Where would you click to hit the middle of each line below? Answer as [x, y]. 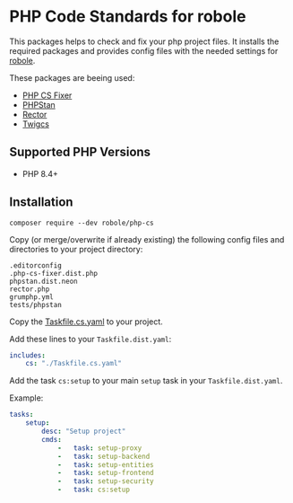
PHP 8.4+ [40, 173]
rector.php [30, 289]
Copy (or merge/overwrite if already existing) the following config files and [147, 239]
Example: [26, 398]
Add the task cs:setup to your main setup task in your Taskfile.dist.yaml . [146, 381]
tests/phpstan [36, 304]
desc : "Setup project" [84, 432]
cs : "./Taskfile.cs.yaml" [74, 364]
